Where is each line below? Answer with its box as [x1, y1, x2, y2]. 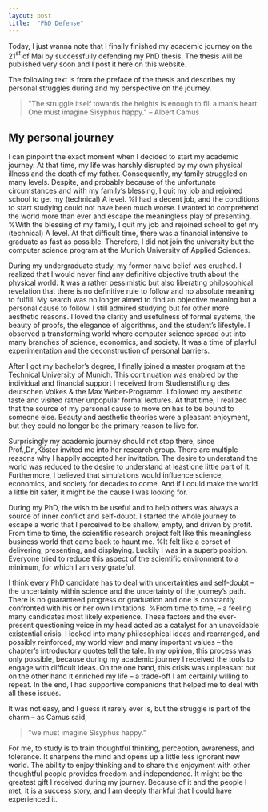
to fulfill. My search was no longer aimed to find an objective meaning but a [8, 294, 258, 304]
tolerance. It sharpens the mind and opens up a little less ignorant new [8, 751, 241, 761]
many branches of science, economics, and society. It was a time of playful [8, 337, 258, 346]
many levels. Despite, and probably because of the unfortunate [8, 177, 216, 186]
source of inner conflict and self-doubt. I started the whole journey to [8, 511, 237, 521]
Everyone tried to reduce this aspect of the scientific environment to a [8, 554, 239, 563]
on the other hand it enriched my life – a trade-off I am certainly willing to [8, 671, 249, 681]
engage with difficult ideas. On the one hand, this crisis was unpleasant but [8, 662, 257, 672]
